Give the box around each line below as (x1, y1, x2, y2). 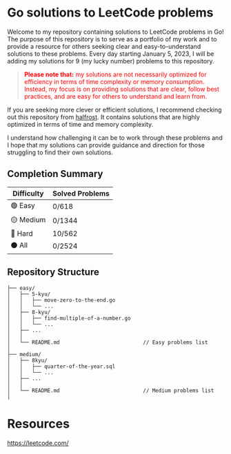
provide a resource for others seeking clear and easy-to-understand (7, 42, 201, 50)
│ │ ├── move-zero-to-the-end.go (7, 296, 116, 304)
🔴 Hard (10, 229, 33, 238)
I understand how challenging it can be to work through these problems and (7, 133, 223, 142)
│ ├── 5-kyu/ (7, 291, 51, 298)
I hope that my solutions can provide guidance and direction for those (7, 141, 205, 149)
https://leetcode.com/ (7, 439, 69, 447)
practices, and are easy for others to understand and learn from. (23, 92, 208, 101)
